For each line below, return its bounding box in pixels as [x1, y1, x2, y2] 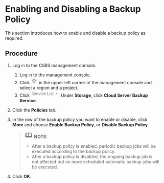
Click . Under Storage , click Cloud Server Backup [19, 92, 148, 98]
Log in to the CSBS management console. [12, 62, 96, 68]
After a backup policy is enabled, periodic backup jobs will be [31, 143, 156, 149]
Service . [19, 97, 37, 103]
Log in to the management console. [19, 72, 92, 78]
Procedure [5, 49, 38, 58]
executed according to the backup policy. [31, 148, 116, 154]
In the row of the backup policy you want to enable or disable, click [12, 116, 148, 122]
